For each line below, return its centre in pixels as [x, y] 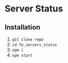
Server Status [34, 9]
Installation [22, 27]
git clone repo [28, 39]
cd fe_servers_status [34, 45]
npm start [22, 55]
